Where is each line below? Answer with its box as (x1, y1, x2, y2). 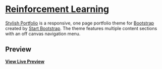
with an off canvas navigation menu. (5, 30, 81, 36)
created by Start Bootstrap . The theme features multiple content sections (5, 25, 157, 31)
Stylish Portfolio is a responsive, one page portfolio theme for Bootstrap (5, 20, 154, 26)
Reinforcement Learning (5, 3, 110, 15)
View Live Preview (5, 58, 44, 64)
